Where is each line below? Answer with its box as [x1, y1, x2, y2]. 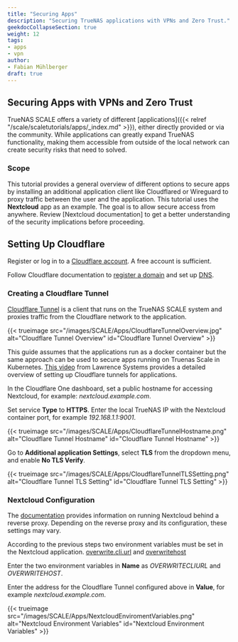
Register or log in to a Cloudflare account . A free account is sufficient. [7, 257, 212, 266]
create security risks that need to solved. [7, 145, 127, 154]
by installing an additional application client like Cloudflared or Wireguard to [7, 187, 229, 196]
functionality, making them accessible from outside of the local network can [7, 138, 229, 147]
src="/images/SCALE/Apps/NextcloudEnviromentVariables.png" [7, 612, 195, 621]
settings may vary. [7, 527, 62, 535]
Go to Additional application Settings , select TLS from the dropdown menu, [7, 448, 231, 457]
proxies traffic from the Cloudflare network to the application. [7, 312, 187, 321]
